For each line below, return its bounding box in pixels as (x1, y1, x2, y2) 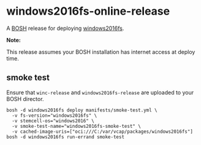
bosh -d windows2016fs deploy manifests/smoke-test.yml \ (6, 107, 157, 113)
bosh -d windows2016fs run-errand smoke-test (6, 133, 124, 140)
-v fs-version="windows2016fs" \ (12, 112, 97, 119)
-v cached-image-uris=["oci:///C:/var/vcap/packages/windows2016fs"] (12, 128, 193, 135)
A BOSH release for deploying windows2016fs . (6, 24, 124, 32)
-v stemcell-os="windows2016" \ (12, 117, 95, 124)
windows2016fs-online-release (6, 4, 170, 18)
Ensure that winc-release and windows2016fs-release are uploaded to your (6, 89, 194, 96)
